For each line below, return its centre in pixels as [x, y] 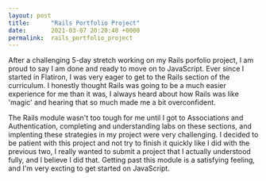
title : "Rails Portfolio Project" [74, 23]
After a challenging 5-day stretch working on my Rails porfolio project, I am [131, 60]
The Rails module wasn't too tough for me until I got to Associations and [126, 118]
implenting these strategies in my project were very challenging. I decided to [133, 135]
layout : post [30, 15]
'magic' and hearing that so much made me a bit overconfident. [112, 102]
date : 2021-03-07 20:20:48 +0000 [74, 30]
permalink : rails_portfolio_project [71, 38]
